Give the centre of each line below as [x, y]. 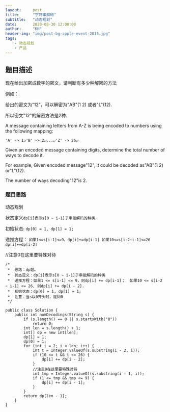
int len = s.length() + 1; [52, 328]
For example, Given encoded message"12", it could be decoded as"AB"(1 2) [84, 165]
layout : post [24, 10]
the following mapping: [29, 131]
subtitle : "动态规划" [29, 19]
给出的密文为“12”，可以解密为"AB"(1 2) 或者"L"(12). [59, 105]
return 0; [43, 324]
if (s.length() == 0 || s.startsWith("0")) [70, 319]
